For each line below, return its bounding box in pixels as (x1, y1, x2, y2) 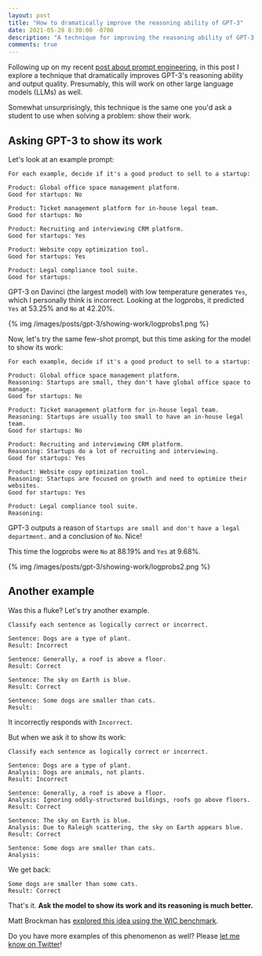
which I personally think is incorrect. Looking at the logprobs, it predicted (8, 295, 245, 305)
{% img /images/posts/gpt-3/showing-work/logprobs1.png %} (8, 319, 209, 328)
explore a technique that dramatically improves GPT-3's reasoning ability (8, 71, 244, 80)
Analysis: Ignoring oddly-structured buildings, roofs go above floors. (8, 795, 251, 803)
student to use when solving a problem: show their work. (8, 111, 192, 120)
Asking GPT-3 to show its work (8, 134, 162, 147)
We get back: (8, 865, 51, 874)
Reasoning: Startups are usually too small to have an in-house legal (8, 412, 244, 421)
